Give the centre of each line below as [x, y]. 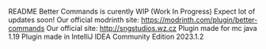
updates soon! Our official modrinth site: [74, 20]
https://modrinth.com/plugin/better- [199, 20]
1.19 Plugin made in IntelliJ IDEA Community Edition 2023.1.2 [106, 36]
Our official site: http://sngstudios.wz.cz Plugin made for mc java [152, 28]
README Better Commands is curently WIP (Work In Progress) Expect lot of [132, 11]
